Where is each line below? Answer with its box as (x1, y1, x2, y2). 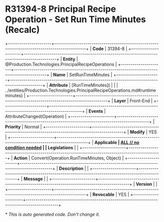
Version (136, 181, 153, 187)
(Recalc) (5, 25, 40, 35)
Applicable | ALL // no (94, 139, 140, 145)
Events (88, 108, 103, 114)
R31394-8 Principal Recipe (5, 3, 116, 15)
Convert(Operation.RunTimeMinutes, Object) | (31, 155, 124, 161)
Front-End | (129, 98, 153, 103)
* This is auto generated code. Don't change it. (5, 211, 100, 217)
